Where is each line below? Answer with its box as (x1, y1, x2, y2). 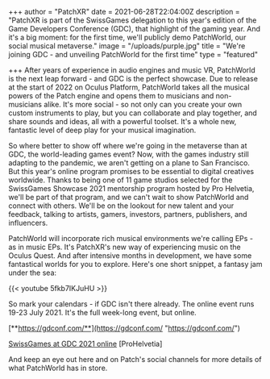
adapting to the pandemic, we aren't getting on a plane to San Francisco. (8, 158, 250, 168)
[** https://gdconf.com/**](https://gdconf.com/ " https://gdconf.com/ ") (8, 323, 240, 333)
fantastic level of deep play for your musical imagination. (8, 125, 197, 135)
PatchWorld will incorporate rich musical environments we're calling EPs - (8, 234, 254, 243)
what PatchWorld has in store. (8, 363, 108, 373)
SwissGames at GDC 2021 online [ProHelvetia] (8, 339, 163, 348)
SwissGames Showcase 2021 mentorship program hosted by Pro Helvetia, (8, 184, 255, 193)
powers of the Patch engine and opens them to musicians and (8, 91, 214, 100)
